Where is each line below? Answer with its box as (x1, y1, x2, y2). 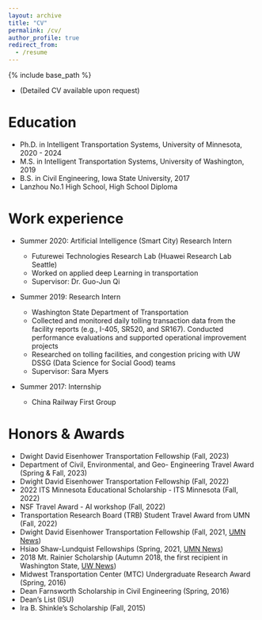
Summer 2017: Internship (19, 382, 101, 391)
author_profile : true (8, 33, 80, 42)
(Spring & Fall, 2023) (19, 468, 88, 477)
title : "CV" (8, 19, 47, 27)
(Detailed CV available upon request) (19, 86, 140, 95)
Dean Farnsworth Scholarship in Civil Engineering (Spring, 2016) (19, 586, 230, 595)
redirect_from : (8, 41, 59, 49)
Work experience (8, 210, 124, 228)
